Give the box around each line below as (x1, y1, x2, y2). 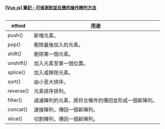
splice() (7, 69, 26, 76)
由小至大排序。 (34, 79, 69, 86)
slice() (7, 115, 23, 122)
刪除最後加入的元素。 (34, 42, 84, 48)
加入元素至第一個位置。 (34, 60, 89, 67)
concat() (7, 106, 28, 113)
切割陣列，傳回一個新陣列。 (34, 116, 99, 123)
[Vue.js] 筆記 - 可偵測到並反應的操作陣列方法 (5, 4, 96, 10)
